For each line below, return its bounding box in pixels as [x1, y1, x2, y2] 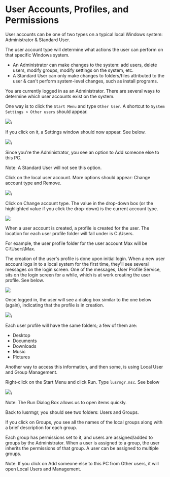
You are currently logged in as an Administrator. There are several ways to [5, 88, 160, 94]
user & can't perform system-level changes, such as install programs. [12, 78, 158, 84]
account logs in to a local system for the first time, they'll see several [5, 261, 149, 267]
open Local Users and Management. [5, 466, 81, 472]
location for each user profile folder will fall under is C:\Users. [5, 230, 134, 236]
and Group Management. [5, 369, 58, 375]
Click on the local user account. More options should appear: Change [5, 174, 151, 180]
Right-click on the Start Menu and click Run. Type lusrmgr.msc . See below [5, 379, 160, 385]
